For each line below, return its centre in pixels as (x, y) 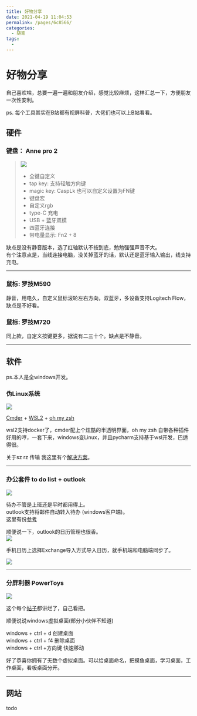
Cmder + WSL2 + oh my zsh (40, 418)
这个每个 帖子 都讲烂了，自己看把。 (47, 608)
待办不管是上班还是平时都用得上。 (47, 504)
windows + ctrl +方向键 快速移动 (45, 648)
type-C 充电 (44, 213)
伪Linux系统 (23, 393)
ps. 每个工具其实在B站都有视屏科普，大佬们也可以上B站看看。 (81, 112)
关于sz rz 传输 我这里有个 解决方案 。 (49, 457)
